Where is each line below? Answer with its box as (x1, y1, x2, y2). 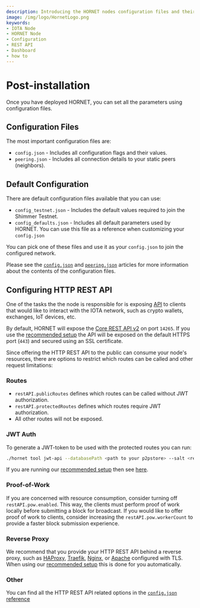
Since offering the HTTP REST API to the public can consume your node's (6, 349, 187, 356)
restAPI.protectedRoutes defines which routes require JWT (14, 403, 161, 410)
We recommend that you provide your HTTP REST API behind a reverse (6, 548, 182, 556)
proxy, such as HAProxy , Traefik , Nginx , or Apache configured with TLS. (6, 554, 183, 562)
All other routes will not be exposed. (14, 415, 104, 423)
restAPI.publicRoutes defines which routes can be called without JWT (14, 390, 189, 397)
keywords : (6, 20, 31, 26)
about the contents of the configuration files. (6, 267, 116, 275)
